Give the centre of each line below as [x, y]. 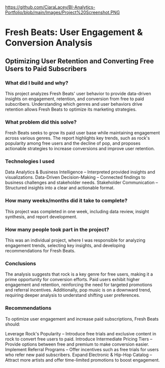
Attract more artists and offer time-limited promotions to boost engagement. [82, 360]
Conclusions [21, 263]
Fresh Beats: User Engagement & [74, 32]
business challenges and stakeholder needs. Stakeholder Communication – [82, 183]
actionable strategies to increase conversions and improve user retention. [80, 149]
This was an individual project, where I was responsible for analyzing [75, 240]
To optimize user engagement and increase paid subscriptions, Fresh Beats [82, 319]
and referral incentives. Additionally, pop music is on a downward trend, [78, 290]
